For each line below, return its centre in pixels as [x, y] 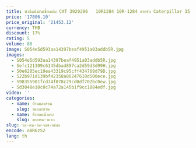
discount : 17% [23, 33]
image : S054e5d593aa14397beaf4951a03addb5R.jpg [65, 50]
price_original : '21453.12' [40, 22]
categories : [20, 98]
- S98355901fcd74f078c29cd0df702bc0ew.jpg [64, 82]
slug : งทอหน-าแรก [36, 120]
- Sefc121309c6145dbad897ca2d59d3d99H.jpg [64, 66]
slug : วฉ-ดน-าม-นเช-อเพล [33, 125]
